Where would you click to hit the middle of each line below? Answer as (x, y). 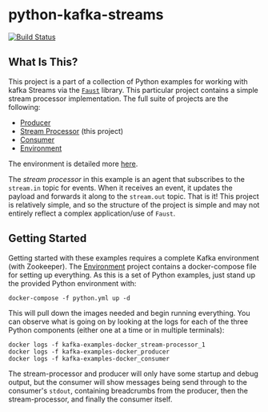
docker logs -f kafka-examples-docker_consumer (89, 358)
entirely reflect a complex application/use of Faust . (92, 213)
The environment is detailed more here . (73, 164)
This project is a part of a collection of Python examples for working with (128, 81)
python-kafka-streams (86, 15)
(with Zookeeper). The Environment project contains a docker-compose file (133, 266)
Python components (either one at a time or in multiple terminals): (116, 329)
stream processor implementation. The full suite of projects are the (118, 99)
